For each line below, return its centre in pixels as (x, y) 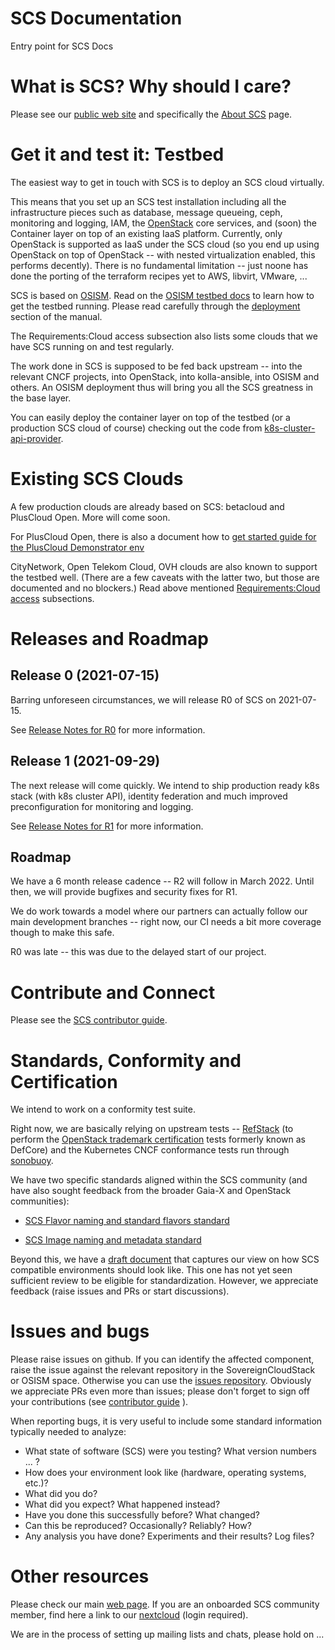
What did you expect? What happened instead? (122, 1504)
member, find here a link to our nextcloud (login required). (129, 1615)
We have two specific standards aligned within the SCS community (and (159, 1180)
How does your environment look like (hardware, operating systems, (165, 1473)
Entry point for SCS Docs (62, 46)
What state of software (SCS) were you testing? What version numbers (170, 1451)
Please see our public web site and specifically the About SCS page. (151, 114)
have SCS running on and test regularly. (92, 346)
